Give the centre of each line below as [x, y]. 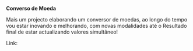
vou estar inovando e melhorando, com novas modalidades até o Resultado [96, 26]
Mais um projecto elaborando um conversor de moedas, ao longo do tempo [97, 19]
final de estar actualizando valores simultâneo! [62, 32]
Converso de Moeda [31, 8]
